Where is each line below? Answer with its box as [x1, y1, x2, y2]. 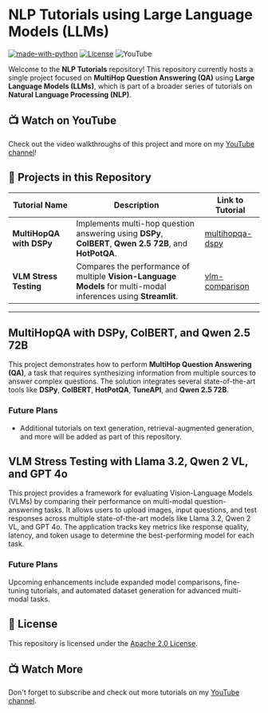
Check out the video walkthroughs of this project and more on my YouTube [8, 139, 255, 148]
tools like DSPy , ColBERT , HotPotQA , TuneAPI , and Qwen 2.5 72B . [8, 385, 229, 395]
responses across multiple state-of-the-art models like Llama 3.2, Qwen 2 [8, 514, 251, 523]
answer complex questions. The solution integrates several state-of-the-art [8, 376, 256, 386]
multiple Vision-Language [75, 270, 177, 282]
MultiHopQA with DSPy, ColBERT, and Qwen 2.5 [8, 325, 251, 340]
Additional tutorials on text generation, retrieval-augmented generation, [19, 423, 254, 432]
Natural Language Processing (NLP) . [8, 89, 132, 99]
